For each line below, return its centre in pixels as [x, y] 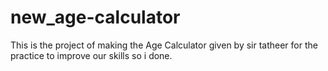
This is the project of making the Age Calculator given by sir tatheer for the [164, 45]
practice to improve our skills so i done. [91, 55]
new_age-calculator [95, 17]
